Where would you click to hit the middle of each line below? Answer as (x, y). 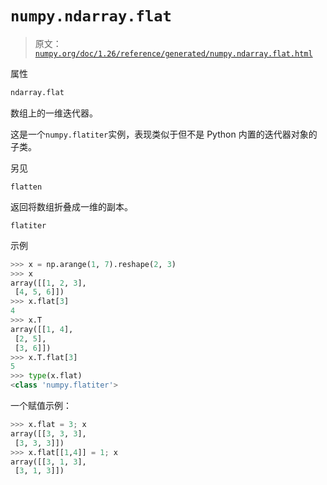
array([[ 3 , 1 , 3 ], (48, 462)
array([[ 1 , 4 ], (42, 329)
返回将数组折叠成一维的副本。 (71, 206)
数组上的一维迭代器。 (54, 113)
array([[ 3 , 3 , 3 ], (48, 433)
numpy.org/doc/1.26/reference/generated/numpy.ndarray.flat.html (173, 53)
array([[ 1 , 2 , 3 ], (48, 283)
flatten (26, 187)
